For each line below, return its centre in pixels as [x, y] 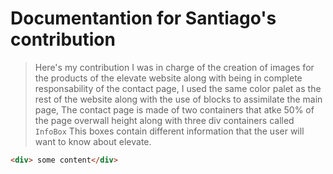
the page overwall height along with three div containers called [164, 120]
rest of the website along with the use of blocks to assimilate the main [178, 99]
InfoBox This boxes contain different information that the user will [169, 131]
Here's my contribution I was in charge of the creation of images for [174, 67]
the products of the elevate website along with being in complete [168, 78]
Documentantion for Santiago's [143, 18]
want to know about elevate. [93, 141]
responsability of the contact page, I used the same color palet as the [178, 88]
